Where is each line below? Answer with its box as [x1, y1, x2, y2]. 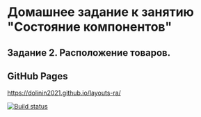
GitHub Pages [7, 70, 68, 82]
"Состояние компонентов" [7, 19, 172, 35]
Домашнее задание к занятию [7, 4, 195, 20]
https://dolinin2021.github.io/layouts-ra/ [7, 88, 122, 97]
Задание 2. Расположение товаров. [7, 47, 171, 58]
